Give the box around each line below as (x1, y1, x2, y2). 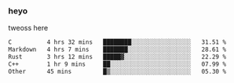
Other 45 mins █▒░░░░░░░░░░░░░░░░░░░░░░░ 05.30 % (8, 67, 226, 75)
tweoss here (8, 23, 49, 33)
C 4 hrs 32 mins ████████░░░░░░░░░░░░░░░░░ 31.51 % (8, 38, 226, 46)
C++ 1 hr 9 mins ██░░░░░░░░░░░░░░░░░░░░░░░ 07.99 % (8, 60, 226, 68)
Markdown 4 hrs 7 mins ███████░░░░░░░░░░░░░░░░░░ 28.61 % (8, 45, 226, 54)
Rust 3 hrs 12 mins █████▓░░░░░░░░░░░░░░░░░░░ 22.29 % (8, 53, 226, 61)
